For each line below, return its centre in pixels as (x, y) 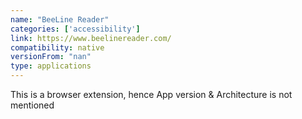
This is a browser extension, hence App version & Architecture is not (151, 94)
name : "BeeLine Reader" (60, 19)
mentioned (32, 105)
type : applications (51, 66)
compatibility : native (57, 47)
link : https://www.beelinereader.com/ (91, 38)
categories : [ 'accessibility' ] (75, 29)
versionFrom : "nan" (51, 57)
